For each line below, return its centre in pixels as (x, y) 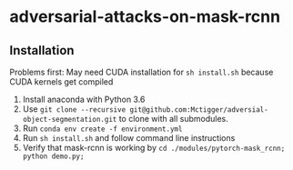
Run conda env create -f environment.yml (102, 128)
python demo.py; (53, 156)
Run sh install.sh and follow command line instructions (129, 138)
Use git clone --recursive (74, 109)
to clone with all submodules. (174, 119)
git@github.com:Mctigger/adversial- (199, 110)
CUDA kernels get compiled (61, 82)
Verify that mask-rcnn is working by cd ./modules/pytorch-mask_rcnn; (154, 148)
